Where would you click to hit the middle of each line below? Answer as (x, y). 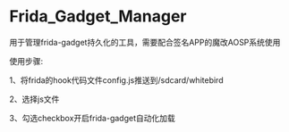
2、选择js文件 (34, 99)
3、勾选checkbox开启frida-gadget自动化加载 (93, 118)
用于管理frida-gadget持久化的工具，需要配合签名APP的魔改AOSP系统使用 (145, 42)
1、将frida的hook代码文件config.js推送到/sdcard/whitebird (116, 80)
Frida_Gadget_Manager (98, 16)
